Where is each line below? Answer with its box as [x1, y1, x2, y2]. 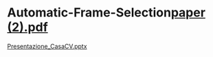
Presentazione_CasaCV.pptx [7, 42, 87, 50]
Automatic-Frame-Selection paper [7, 5, 206, 21]
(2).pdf [7, 19, 48, 35]
